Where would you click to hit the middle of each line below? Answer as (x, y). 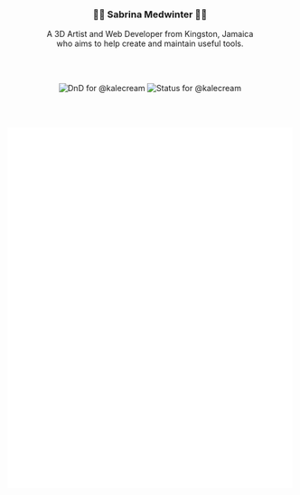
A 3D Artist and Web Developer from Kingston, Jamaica (150, 34)
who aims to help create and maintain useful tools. (150, 43)
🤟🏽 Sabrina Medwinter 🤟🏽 (150, 14)
